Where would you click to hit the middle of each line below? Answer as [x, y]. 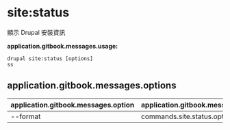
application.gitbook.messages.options [92, 86]
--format [26, 116]
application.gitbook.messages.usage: [63, 46]
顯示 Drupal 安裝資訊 [36, 32]
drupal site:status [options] [50, 58]
